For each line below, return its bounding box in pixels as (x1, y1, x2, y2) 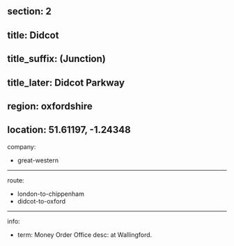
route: (7, 176, 24, 184)
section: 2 (7, 6, 52, 17)
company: (7, 142, 36, 151)
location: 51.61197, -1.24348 (7, 124, 131, 136)
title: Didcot (7, 29, 59, 41)
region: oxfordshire (7, 100, 93, 112)
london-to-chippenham (17, 190, 85, 198)
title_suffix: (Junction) (7, 53, 106, 65)
